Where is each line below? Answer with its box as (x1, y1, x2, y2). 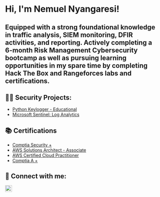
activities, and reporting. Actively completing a (5, 38, 153, 47)
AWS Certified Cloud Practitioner (12, 152, 79, 158)
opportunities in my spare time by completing (5, 61, 148, 70)
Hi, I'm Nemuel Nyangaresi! (5, 3, 120, 15)
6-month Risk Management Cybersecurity (5, 46, 138, 55)
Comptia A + (12, 158, 38, 164)
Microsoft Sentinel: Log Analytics (12, 112, 80, 117)
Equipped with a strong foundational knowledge (5, 23, 156, 31)
